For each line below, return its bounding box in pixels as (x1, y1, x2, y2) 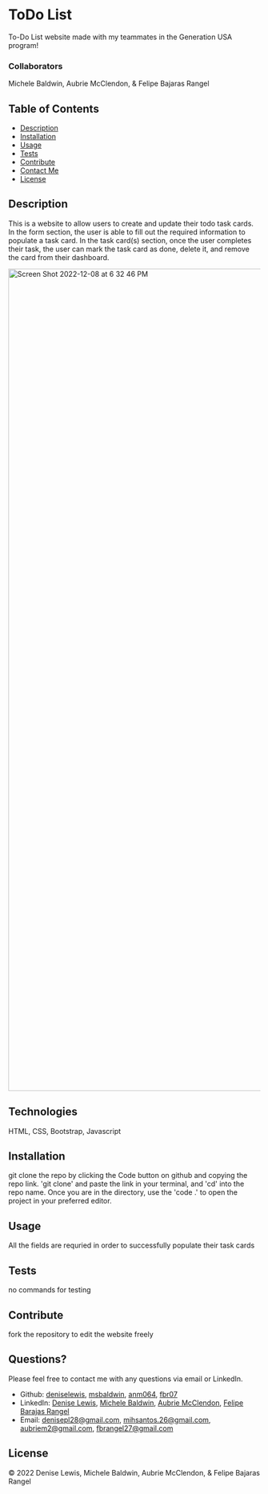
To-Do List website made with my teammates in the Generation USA (8, 32, 233, 42)
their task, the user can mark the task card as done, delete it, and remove (8, 244, 250, 254)
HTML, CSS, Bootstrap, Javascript (8, 1126, 122, 1136)
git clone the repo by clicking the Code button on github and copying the (8, 1171, 248, 1180)
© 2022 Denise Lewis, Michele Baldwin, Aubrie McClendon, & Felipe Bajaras (8, 1468, 260, 1477)
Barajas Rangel (19, 1406, 70, 1416)
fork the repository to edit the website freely (8, 1329, 154, 1339)
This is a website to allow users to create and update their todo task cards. (8, 218, 254, 228)
